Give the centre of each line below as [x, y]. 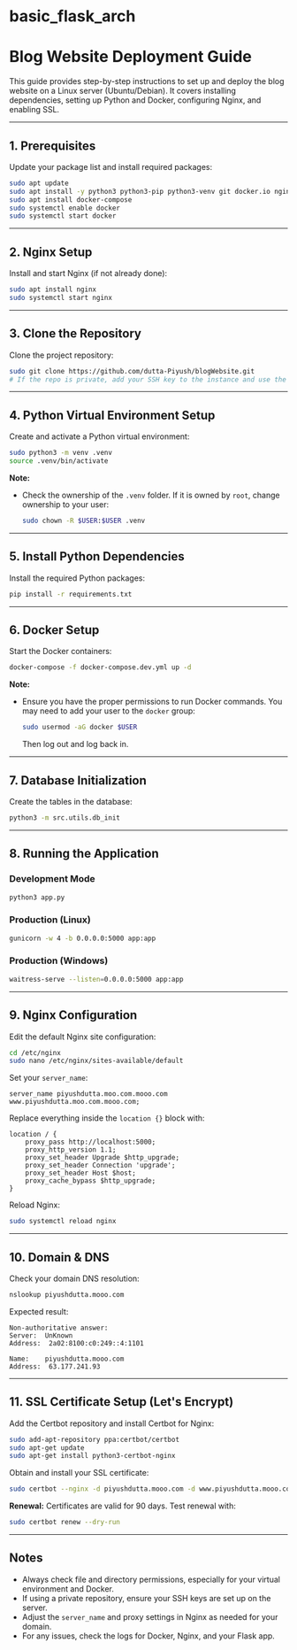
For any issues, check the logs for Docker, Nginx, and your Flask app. [148, 1636]
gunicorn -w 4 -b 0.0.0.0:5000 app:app [83, 938]
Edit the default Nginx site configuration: [83, 1037]
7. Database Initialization [78, 780]
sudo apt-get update [47, 1448]
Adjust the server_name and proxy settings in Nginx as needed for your [150, 1616]
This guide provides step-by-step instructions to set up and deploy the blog [147, 81]
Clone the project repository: [61, 355]
